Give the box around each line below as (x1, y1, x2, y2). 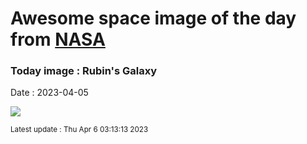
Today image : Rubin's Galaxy (10, 64, 158, 78)
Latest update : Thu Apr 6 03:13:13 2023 (10, 125, 149, 135)
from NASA (10, 28, 106, 51)
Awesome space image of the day (10, 7, 297, 30)
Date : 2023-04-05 (10, 87, 89, 99)
